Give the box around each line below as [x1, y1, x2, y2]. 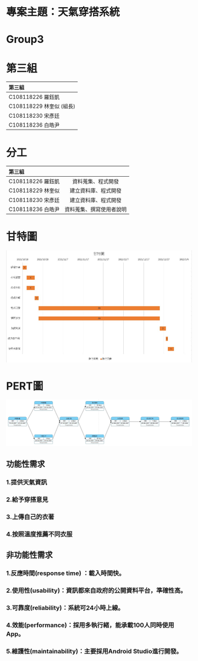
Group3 [6, 33, 44, 46]
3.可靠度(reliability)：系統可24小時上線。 [6, 604, 124, 612]
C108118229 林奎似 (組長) [8, 103, 75, 110]
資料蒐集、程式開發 [72, 178, 119, 184]
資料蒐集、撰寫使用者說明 [64, 206, 127, 213]
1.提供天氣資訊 [6, 478, 47, 487]
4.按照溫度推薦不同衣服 [6, 530, 72, 538]
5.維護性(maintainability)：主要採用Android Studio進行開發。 [6, 647, 183, 655]
